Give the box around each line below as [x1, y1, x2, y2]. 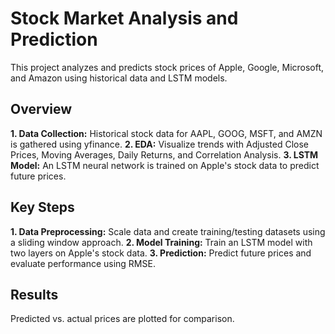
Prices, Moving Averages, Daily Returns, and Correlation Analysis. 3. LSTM [10, 148, 319, 161]
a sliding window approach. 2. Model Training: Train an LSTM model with [10, 236, 313, 248]
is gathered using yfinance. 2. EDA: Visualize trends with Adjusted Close [10, 138, 309, 150]
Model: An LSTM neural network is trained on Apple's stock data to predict [10, 159, 320, 171]
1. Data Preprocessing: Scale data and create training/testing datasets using [10, 225, 326, 237]
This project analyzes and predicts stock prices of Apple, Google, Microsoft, [10, 61, 325, 73]
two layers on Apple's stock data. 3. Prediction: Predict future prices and [10, 247, 312, 259]
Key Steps [10, 199, 75, 216]
